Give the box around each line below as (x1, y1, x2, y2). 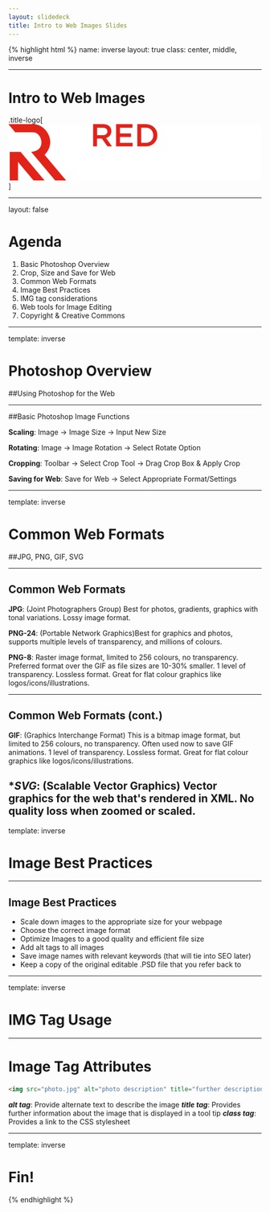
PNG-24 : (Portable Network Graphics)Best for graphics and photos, (8, 628, 233, 638)
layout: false (8, 205, 49, 215)
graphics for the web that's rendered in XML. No (8, 792, 255, 806)
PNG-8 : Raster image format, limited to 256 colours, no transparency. (8, 652, 239, 662)
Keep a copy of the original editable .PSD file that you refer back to (19, 959, 242, 969)
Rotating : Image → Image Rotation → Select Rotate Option (8, 443, 201, 453)
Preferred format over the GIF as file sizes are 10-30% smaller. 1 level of (8, 660, 247, 671)
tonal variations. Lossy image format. (8, 612, 131, 622)
